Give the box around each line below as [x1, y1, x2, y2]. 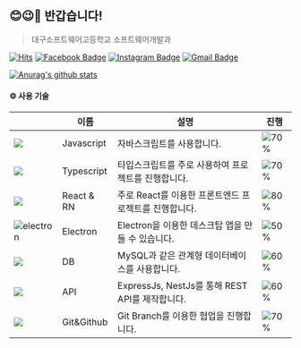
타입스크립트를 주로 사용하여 [117, 159, 230, 172]
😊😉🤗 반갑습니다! [9, 8, 103, 24]
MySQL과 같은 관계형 [117, 250, 203, 262]
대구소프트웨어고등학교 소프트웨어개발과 [30, 34, 172, 45]
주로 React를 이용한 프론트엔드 [117, 189, 240, 201]
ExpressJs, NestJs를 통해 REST [117, 280, 248, 293]
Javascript [62, 137, 107, 149]
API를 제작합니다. [117, 293, 186, 306]
